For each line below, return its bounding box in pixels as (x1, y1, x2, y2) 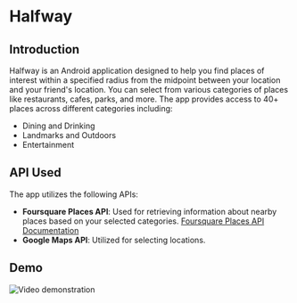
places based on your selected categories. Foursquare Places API (21, 216, 265, 226)
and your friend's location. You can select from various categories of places (9, 85, 288, 94)
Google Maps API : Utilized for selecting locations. (21, 234, 206, 245)
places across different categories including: (9, 103, 173, 113)
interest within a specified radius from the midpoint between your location (9, 75, 281, 86)
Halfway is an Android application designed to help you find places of (9, 65, 265, 76)
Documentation (21, 225, 79, 235)
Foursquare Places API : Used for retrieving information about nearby (21, 206, 277, 217)
